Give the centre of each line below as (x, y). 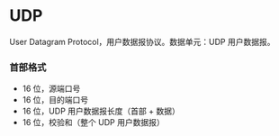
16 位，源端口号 (51, 89)
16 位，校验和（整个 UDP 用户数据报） (93, 122)
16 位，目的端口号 (55, 100)
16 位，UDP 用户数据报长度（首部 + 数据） (101, 111)
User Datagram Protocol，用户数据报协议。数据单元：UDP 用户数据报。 (142, 41)
